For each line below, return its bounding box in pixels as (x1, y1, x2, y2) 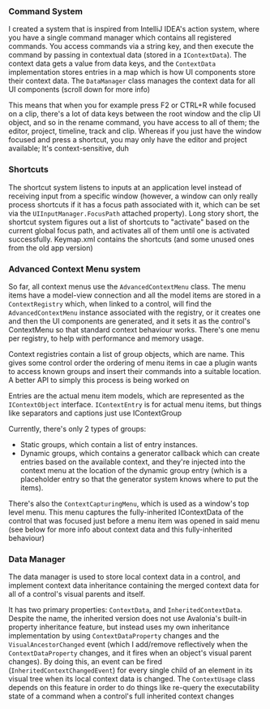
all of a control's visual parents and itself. (8, 589, 146, 599)
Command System (8, 6, 84, 17)
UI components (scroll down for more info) (8, 85, 151, 94)
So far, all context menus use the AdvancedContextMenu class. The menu (8, 281, 246, 291)
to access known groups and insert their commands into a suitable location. (8, 366, 262, 376)
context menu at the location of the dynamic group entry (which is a (19, 465, 247, 475)
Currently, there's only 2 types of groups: (8, 424, 147, 433)
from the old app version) (8, 242, 93, 253)
